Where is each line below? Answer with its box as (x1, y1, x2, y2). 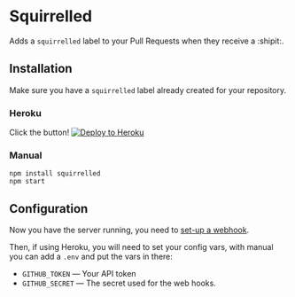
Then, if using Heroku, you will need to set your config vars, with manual (9, 242, 274, 253)
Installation (9, 61, 73, 76)
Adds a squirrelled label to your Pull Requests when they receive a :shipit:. (9, 35, 284, 46)
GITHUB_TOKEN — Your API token (21, 269, 136, 279)
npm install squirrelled (9, 169, 101, 178)
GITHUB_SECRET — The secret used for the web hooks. (21, 277, 217, 289)
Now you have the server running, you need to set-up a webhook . (9, 224, 250, 236)
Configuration (9, 201, 89, 216)
